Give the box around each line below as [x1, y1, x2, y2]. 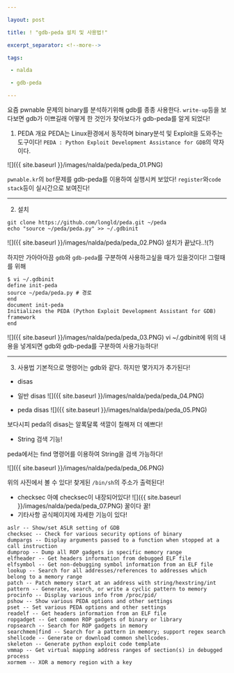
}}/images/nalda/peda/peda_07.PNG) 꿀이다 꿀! [17, 502, 151, 510]
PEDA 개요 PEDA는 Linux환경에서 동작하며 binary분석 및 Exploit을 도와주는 [17, 129, 223, 137]
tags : [7, 54, 23, 61]
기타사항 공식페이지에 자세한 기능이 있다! [17, 511, 127, 519]
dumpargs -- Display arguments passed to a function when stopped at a [7, 537, 219, 544]
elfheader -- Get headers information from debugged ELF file [7, 555, 192, 562]
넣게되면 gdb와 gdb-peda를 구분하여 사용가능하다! [19, 342, 159, 350]
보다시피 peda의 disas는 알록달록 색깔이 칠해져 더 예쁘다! [7, 420, 163, 428]
